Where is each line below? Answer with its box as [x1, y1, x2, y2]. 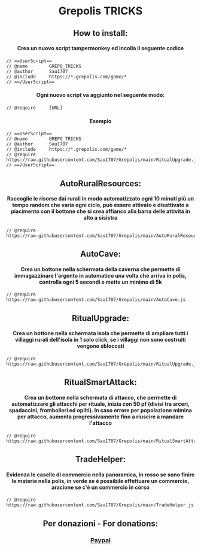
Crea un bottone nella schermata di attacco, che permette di [24, 394, 177, 401]
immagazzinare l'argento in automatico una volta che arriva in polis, [14, 272, 187, 279]
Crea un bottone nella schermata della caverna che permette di [20, 265, 181, 273]
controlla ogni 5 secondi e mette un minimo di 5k [38, 278, 163, 285]
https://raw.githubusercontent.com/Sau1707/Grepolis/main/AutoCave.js [6, 297, 186, 303]
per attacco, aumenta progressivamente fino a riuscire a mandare [17, 413, 184, 420]
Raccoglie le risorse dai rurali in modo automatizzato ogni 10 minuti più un [7, 195, 194, 202]
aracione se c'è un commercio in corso [51, 484, 150, 491]
